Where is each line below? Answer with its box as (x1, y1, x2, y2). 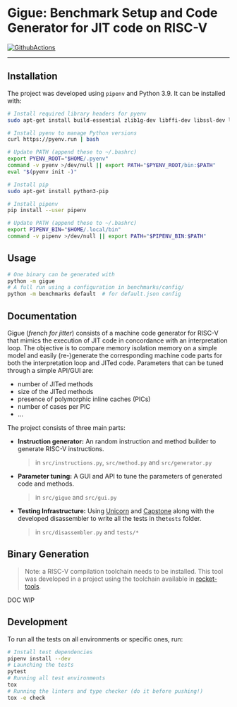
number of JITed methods (17, 380, 94, 388)
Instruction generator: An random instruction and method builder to (17, 437, 217, 445)
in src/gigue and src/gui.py (35, 493, 117, 501)
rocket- (195, 574, 217, 583)
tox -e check (7, 694, 46, 701)
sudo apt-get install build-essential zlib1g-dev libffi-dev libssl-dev (7, 116, 226, 124)
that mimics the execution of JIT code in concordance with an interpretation (7, 336, 228, 345)
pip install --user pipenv (7, 207, 87, 214)
